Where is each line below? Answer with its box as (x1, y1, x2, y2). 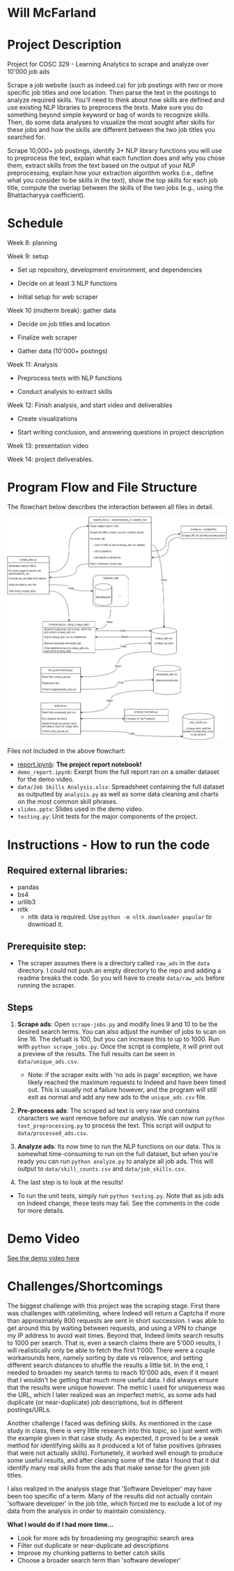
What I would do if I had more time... (7, 1520, 114, 1528)
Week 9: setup (7, 252, 49, 261)
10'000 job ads (7, 68, 50, 76)
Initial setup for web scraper (17, 293, 99, 301)
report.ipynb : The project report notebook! (17, 760, 142, 769)
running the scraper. (17, 981, 76, 990)
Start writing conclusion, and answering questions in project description (17, 428, 224, 437)
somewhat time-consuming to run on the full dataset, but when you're (17, 1150, 218, 1158)
